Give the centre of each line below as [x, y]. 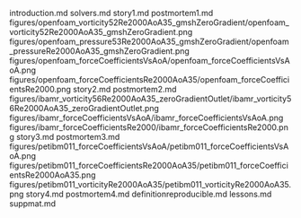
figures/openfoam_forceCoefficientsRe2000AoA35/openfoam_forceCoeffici [150, 79]
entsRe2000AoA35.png [53, 175]
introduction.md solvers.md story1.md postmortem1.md [111, 13]
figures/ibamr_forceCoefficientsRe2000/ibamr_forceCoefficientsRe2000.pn [149, 127]
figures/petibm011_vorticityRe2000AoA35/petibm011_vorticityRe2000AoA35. [150, 184]
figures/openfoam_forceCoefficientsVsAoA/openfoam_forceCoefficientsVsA [150, 61]
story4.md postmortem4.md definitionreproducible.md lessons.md [149, 194]
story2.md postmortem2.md [125, 89]
